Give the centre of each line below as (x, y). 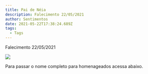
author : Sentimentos (27, 19)
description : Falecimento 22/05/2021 (45, 14)
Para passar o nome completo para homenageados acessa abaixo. (74, 66)
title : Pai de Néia (26, 10)
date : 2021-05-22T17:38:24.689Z (39, 24)
